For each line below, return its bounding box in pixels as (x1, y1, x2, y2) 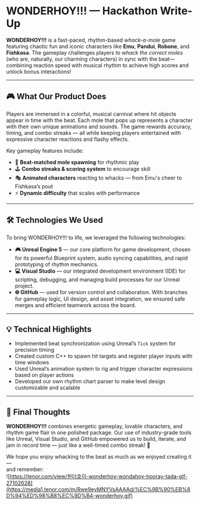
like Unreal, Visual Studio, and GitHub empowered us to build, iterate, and (6, 435, 186, 443)
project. (14, 282, 34, 289)
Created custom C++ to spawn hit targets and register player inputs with (14, 352, 192, 360)
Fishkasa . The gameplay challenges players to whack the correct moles (6, 49, 183, 56)
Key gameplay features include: (6, 147, 84, 154)
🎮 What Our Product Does (6, 91, 107, 102)
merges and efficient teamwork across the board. (14, 301, 136, 308)
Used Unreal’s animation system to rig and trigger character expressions (14, 365, 193, 373)
